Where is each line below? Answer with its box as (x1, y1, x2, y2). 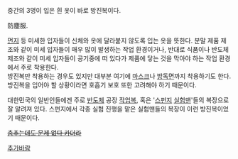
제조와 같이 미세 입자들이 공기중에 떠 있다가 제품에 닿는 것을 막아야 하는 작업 (7, 54, 218, 62)
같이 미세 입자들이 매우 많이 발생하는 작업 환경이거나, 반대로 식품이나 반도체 (20, 45, 229, 53)
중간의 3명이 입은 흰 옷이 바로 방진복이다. (7, 6, 121, 14)
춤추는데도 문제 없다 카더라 (7, 128, 82, 137)
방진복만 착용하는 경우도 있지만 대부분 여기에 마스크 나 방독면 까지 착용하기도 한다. (7, 72, 232, 80)
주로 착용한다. (20, 63, 59, 71)
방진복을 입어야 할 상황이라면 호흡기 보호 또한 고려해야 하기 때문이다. (7, 81, 197, 89)
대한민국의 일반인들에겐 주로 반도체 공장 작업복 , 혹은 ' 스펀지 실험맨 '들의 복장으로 (7, 96, 229, 104)
